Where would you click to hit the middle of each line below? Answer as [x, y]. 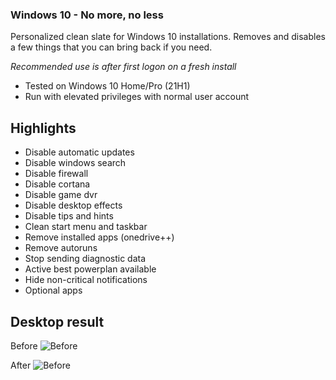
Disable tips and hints [69, 216]
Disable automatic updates [79, 152]
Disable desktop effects [73, 205]
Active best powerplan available [90, 269]
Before [24, 345]
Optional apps [53, 290]
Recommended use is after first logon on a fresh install [123, 67]
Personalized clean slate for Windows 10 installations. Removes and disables [168, 37]
